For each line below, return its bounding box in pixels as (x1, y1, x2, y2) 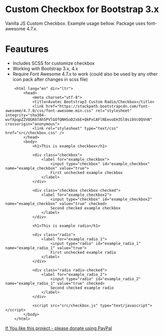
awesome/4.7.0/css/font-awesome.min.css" (5, 108, 94, 113)
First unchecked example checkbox (50, 170, 123, 175)
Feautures (5, 44, 49, 55)
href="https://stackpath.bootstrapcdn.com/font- (45, 104, 150, 109)
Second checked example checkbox (50, 205, 121, 211)
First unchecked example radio (50, 249, 116, 255)
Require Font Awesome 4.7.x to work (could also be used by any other (12, 71, 158, 77)
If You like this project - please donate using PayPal (5, 325, 113, 331)
